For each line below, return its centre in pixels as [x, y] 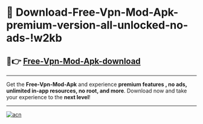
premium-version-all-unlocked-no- [97, 25]
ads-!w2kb [34, 38]
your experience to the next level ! [48, 97]
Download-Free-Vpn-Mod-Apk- [97, 12]
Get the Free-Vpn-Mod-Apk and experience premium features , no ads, [97, 84]
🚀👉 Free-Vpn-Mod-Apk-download [73, 61]
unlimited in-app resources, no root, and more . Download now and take [97, 91]
